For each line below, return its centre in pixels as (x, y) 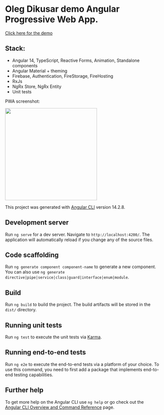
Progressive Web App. (52, 19)
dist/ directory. (21, 310)
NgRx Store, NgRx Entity (37, 86)
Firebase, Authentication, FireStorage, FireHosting (63, 76)
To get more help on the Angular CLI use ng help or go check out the (74, 402)
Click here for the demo (29, 33)
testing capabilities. (34, 375)
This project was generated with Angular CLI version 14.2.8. (65, 207)
